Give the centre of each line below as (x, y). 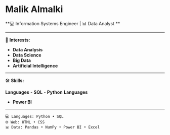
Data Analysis (28, 49)
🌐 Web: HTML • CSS (25, 122)
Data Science (27, 55)
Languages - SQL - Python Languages (47, 92)
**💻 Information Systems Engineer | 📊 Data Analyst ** (63, 23)
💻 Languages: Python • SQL (35, 116)
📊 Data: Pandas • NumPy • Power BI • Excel (53, 127)
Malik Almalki (34, 9)
